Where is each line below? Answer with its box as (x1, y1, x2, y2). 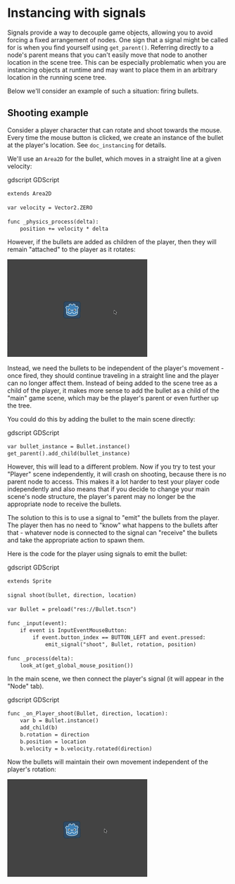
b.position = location (20, 738, 87, 745)
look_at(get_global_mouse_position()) (20, 662, 134, 669)
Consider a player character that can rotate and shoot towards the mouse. (7, 125, 222, 134)
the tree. (7, 401, 32, 410)
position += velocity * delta (20, 225, 109, 232)
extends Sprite (7, 577, 52, 585)
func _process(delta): (7, 655, 74, 662)
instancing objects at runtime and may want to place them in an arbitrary (7, 65, 218, 74)
